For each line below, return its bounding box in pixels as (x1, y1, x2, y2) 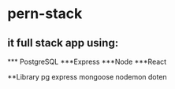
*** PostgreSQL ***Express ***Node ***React (7, 57, 167, 66)
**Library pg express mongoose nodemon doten (7, 72, 167, 81)
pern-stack (7, 5, 83, 23)
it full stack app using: (7, 36, 119, 50)
